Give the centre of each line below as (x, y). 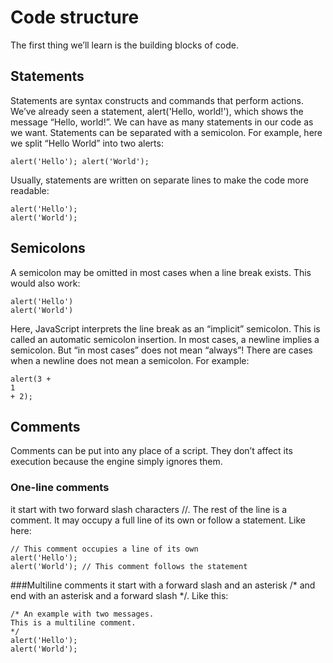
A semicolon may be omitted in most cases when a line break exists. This (161, 272)
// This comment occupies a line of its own (104, 549)
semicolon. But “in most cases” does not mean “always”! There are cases (161, 350)
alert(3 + (31, 379)
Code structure (75, 17)
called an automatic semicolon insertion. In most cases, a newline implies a (165, 339)
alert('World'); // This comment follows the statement (129, 566)
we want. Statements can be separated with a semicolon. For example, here (166, 132)
